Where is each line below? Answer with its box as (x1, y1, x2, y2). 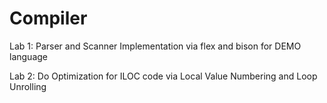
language (9, 50, 48, 62)
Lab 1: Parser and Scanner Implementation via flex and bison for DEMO (9, 40, 302, 52)
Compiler (9, 7, 88, 30)
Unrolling (9, 80, 47, 92)
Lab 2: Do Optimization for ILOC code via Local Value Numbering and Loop (9, 70, 318, 82)
